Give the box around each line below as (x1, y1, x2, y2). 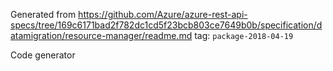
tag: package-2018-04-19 (194, 30, 294, 41)
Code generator (10, 49, 76, 61)
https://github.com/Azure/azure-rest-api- (78, 9, 248, 20)
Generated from (10, 9, 77, 20)
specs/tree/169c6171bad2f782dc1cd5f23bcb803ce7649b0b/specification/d (10, 19, 323, 31)
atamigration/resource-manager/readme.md (10, 30, 193, 41)
